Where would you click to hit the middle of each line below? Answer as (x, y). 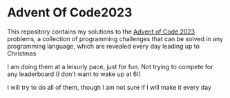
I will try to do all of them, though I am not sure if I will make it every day (109, 87)
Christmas (22, 53)
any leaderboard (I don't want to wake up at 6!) (74, 74)
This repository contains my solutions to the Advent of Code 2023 (101, 32)
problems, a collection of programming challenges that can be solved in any (115, 38)
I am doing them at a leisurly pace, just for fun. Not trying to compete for (110, 66)
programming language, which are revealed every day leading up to (104, 46)
